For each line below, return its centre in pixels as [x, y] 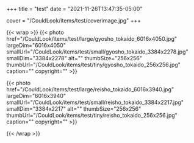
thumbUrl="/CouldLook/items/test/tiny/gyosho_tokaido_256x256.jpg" [94, 65]
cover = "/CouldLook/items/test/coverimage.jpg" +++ [74, 20]
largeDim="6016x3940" [36, 96]
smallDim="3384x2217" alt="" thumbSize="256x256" [74, 109]
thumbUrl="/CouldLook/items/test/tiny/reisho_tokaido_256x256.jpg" [92, 115]
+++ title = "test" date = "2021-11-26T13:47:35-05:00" [74, 9]
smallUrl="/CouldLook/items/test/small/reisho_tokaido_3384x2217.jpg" [95, 102]
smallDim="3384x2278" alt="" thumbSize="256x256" [74, 58]
